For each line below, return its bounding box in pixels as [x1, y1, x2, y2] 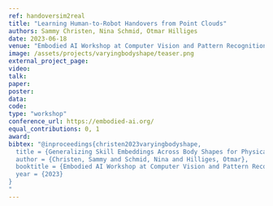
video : [8, 65, 31, 73]
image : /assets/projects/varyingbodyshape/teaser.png [8, 49, 195, 58]
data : [8, 95, 27, 103]
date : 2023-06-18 [8, 34, 67, 43]
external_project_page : [8, 58, 89, 66]
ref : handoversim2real [8, 11, 85, 20]
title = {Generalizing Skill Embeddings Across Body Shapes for [15, 148, 238, 156]
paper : [8, 79, 31, 88]
